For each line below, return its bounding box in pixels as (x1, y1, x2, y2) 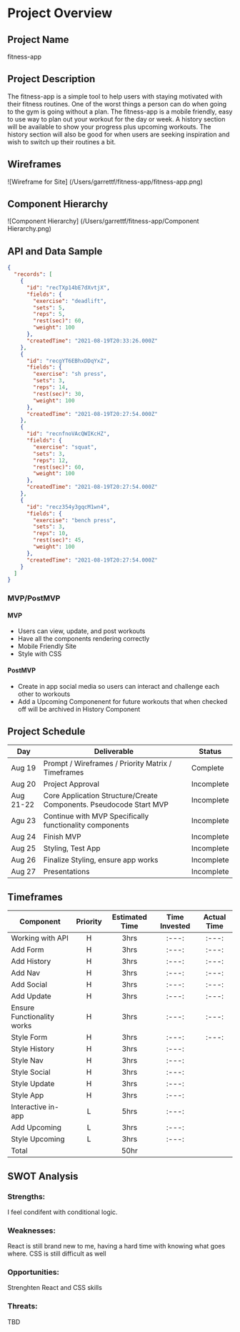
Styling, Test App (43, 843, 101, 853)
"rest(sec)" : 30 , (33, 390, 84, 397)
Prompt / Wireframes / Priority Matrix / (43, 759, 172, 769)
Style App (11, 1090, 44, 1100)
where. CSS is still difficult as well (7, 1249, 106, 1258)
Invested (159, 921, 191, 931)
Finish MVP (43, 832, 82, 842)
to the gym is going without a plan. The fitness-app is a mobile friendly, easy (7, 107, 233, 116)
